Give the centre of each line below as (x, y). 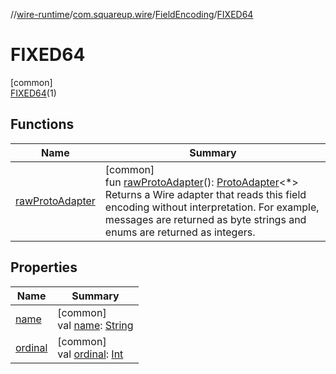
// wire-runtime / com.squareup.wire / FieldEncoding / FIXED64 (132, 14)
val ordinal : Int (90, 354)
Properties (44, 267)
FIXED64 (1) (33, 93)
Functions (42, 124)
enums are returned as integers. (180, 232)
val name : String (95, 325)
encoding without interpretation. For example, (212, 207)
